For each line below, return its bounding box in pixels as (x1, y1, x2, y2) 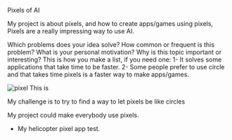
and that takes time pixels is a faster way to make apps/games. (7, 70, 190, 78)
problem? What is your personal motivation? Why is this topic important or (7, 48, 222, 56)
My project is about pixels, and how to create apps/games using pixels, (7, 20, 213, 27)
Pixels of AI (7, 6, 40, 14)
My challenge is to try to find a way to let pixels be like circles (7, 97, 186, 106)
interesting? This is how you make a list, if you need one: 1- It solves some (7, 55, 222, 64)
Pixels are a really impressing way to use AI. (7, 27, 135, 35)
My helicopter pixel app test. (17, 125, 101, 132)
